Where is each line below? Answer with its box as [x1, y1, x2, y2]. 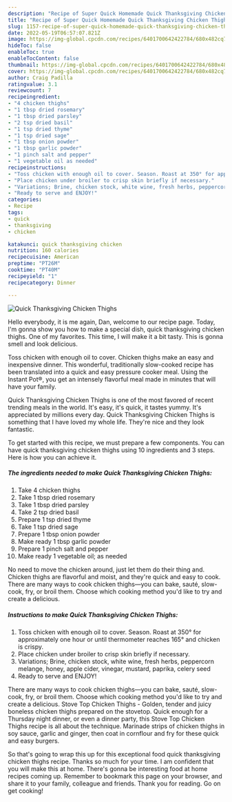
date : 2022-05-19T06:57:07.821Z [8, 29, 101, 37]
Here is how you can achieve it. [8, 453, 97, 461]
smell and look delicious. [8, 340, 78, 348]
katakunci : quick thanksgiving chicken [8, 241, 123, 248]
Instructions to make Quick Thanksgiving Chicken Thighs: [8, 611, 178, 619]
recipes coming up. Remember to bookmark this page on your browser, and [8, 772, 222, 781]
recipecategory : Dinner [8, 279, 76, 286]
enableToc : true [8, 49, 54, 56]
